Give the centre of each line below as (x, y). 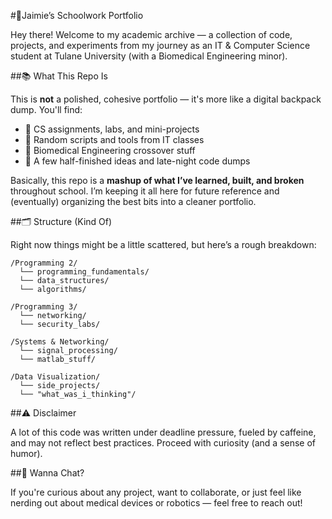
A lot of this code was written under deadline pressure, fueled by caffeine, (163, 432)
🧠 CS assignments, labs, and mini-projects (112, 129)
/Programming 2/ (44, 263)
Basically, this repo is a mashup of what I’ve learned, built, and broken (157, 180)
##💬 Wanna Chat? (47, 473)
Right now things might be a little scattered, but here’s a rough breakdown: (163, 244)
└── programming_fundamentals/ (84, 272)
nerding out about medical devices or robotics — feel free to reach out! (156, 503)
